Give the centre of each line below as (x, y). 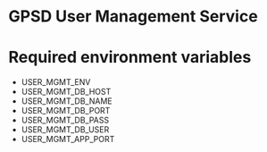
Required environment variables (130, 58)
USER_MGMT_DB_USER (65, 130)
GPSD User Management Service (133, 17)
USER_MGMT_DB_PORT (66, 111)
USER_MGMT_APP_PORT (68, 139)
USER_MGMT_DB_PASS (65, 120)
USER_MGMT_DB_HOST (66, 92)
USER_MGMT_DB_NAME (67, 101)
